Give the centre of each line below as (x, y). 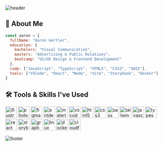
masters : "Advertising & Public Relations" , (62, 54)
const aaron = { (22, 36)
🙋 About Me (24, 24)
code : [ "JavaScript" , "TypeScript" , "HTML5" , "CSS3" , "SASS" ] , (78, 69)
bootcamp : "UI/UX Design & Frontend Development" (68, 59)
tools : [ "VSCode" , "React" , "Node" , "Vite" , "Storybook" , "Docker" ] (84, 73)
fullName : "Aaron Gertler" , (40, 40)
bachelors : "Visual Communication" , (53, 50)
